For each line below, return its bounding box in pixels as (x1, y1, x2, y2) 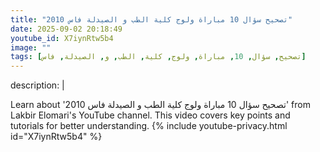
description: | (10, 79, 65, 91)
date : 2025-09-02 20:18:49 (10, 24, 123, 34)
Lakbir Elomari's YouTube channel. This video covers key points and (10, 109, 291, 121)
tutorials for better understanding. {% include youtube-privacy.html (10, 120, 288, 132)
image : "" (10, 42, 52, 53)
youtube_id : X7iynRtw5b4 (10, 33, 114, 43)
